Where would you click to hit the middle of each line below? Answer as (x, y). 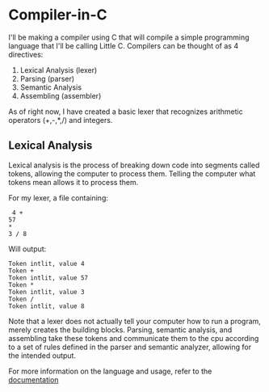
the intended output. (42, 355)
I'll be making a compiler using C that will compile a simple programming (129, 37)
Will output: (27, 249)
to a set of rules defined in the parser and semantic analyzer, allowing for (130, 347)
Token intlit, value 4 (46, 263)
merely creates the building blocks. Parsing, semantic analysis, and (120, 330)
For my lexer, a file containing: (59, 198)
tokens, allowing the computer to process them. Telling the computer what (132, 173)
